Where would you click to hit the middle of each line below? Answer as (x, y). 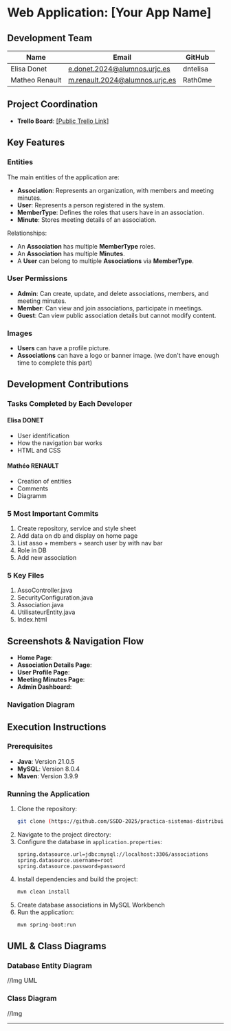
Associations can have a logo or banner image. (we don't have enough (118, 356)
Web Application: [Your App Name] (109, 13)
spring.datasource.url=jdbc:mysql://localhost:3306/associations (112, 854)
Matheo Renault (36, 80)
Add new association (47, 558)
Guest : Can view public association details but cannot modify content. (117, 315)
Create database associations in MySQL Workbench (91, 905)
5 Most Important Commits (53, 513)
